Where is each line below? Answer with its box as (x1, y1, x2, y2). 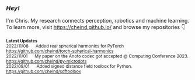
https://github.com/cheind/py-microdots (6, 59, 87, 64)
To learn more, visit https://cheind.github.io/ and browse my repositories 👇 (6, 24, 186, 31)
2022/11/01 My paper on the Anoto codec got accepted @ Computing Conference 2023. (6, 53, 189, 59)
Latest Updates (6, 38, 38, 44)
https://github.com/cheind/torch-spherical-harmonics (6, 48, 114, 54)
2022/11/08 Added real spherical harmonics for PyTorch (6, 43, 124, 49)
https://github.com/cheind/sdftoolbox (6, 68, 82, 75)
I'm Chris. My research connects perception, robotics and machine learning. (6, 17, 190, 24)
